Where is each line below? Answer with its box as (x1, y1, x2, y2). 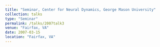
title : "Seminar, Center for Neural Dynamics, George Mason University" (5, 7, 156, 12)
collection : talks (5, 12, 42, 17)
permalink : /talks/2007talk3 (5, 21, 64, 26)
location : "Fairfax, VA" (5, 35, 56, 40)
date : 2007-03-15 (5, 30, 40, 35)
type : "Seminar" (5, 16, 38, 21)
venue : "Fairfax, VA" (5, 25, 49, 30)
